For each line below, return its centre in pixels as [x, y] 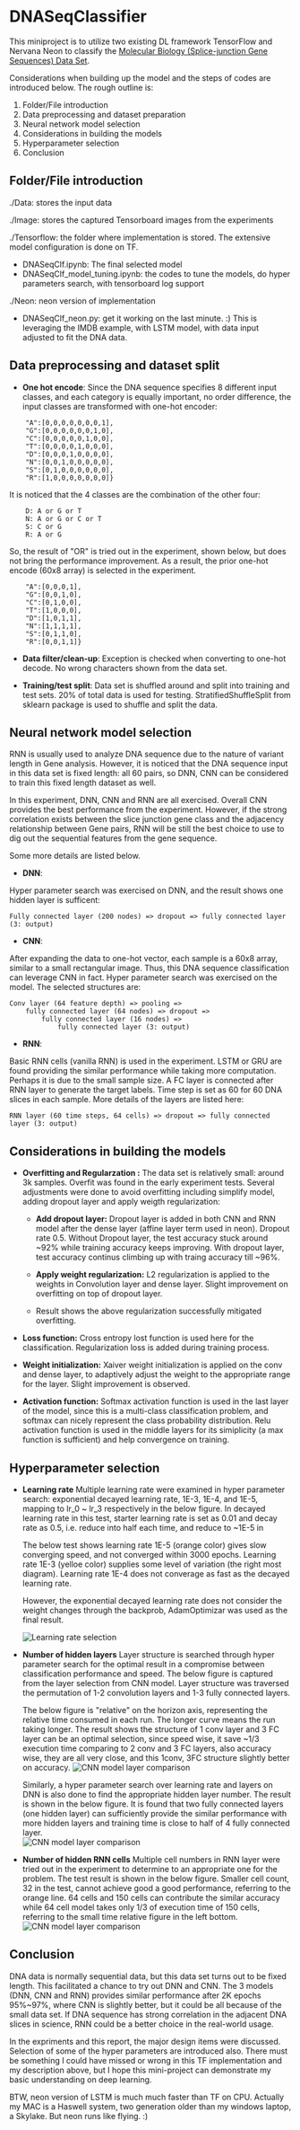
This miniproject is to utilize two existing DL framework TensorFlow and [141, 41]
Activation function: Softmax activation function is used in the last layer [155, 1401]
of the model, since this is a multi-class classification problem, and [145, 1411]
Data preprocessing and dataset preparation [104, 114]
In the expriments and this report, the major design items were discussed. [145, 2041]
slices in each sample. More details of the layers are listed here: [127, 1100]
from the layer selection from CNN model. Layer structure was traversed [155, 1683]
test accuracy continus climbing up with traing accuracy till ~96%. [158, 1257]
